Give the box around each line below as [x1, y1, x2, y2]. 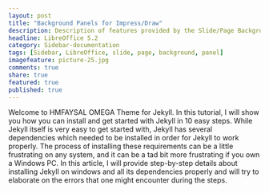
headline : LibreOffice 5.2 [8, 33, 98, 42]
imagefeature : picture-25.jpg [8, 57, 110, 65]
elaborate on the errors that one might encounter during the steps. [8, 175, 227, 185]
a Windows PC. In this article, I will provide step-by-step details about [8, 159, 238, 168]
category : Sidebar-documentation [8, 41, 120, 49]
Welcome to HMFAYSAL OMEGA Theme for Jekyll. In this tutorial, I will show [8, 108, 259, 117]
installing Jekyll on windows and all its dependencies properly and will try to [8, 167, 259, 176]
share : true [8, 71, 48, 79]
